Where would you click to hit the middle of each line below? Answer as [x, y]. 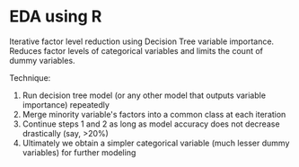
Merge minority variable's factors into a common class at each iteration [154, 114]
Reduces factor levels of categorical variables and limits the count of [136, 50]
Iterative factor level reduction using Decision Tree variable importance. [142, 41]
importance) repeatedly [66, 104]
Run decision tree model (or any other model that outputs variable [144, 95]
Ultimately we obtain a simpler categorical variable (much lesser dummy [156, 143]
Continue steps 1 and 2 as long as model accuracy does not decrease [151, 124]
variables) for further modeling [79, 152]
